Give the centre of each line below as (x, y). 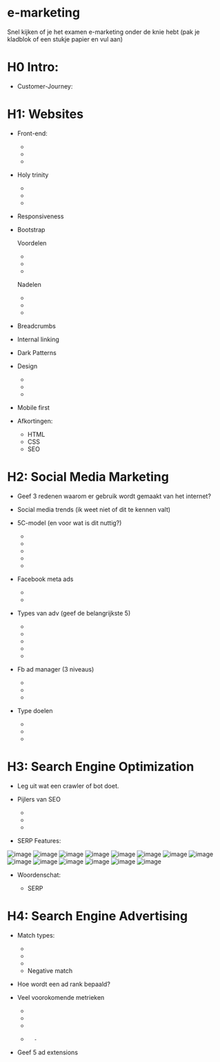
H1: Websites (46, 114)
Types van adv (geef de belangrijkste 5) (74, 613)
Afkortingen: (35, 421)
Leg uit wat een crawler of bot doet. (68, 786)
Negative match (50, 970)
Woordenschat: (39, 875)
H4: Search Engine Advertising (98, 916)
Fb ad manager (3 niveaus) (56, 669)
